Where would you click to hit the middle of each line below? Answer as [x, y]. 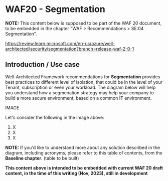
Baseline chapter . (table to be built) [42, 158]
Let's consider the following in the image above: [55, 117]
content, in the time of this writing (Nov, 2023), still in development [76, 173]
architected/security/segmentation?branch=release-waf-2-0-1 [70, 49]
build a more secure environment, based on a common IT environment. [78, 98]
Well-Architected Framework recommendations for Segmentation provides [83, 77]
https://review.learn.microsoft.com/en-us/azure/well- [60, 43]
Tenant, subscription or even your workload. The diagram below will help [80, 87]
